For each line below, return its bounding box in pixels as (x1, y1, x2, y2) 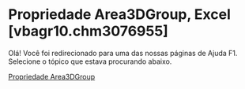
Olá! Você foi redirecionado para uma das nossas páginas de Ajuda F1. (8, 48, 238, 57)
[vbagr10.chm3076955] (8, 22, 168, 40)
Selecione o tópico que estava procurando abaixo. (8, 57, 172, 66)
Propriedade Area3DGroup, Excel (8, 6, 232, 24)
